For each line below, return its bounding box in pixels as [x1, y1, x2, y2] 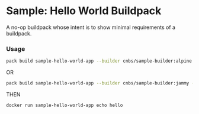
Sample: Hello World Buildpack [6, 4, 162, 18]
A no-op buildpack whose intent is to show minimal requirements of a [6, 24, 176, 31]
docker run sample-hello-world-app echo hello [6, 102, 123, 108]
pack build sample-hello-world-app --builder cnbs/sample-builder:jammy [6, 80, 190, 86]
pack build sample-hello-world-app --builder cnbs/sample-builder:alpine [6, 58, 192, 64]
